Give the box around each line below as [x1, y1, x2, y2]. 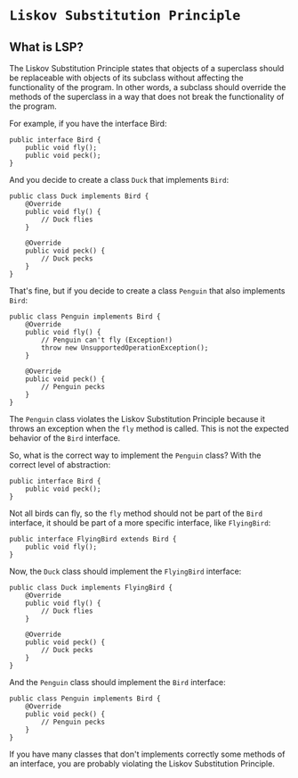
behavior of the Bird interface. [9, 433, 121, 443]
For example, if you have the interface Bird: [9, 119, 167, 128]
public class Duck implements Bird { [9, 192, 149, 201]
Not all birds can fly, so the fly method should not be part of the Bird [9, 508, 263, 518]
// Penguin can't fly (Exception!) [41, 335, 173, 344]
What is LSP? [9, 39, 85, 54]
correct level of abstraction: [9, 459, 111, 470]
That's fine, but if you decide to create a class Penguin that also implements [9, 286, 286, 296]
